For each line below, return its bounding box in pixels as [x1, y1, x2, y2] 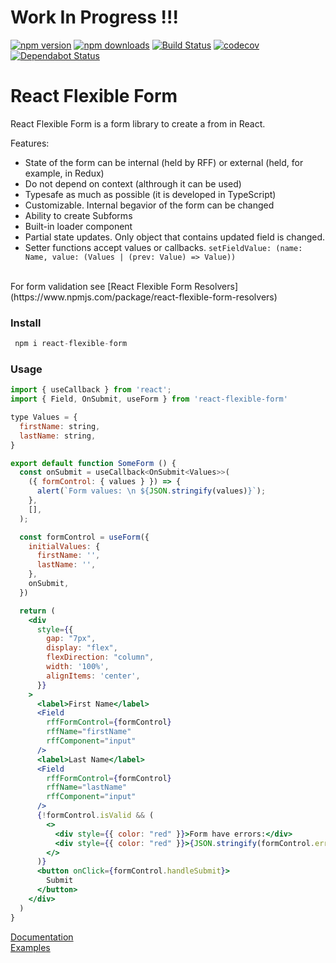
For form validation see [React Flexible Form [10, 280, 193, 292]
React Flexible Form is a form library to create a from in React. [10, 117, 266, 130]
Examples [10, 941, 51, 953]
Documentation [10, 931, 74, 943]
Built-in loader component [24, 220, 133, 232]
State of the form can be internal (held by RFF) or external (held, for [24, 156, 304, 168]
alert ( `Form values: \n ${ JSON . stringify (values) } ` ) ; [36, 486, 267, 496]
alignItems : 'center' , [46, 671, 141, 681]
